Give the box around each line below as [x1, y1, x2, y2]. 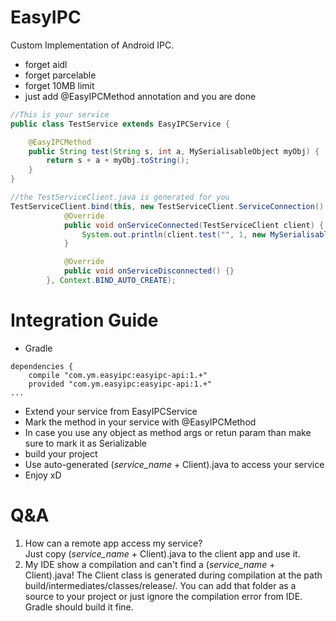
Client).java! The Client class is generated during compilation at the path [24, 569, 323, 581]
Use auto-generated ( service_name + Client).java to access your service [24, 458, 325, 470]
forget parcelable [24, 69, 97, 81]
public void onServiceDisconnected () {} [63, 266, 235, 276]
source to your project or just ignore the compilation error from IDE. [24, 590, 303, 602]
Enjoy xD [24, 469, 62, 481]
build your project [24, 447, 98, 460]
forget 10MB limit [24, 79, 95, 91]
